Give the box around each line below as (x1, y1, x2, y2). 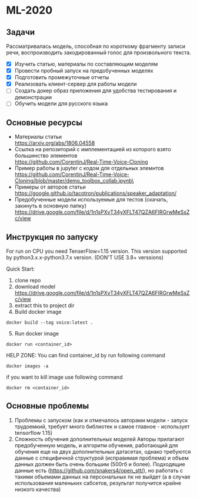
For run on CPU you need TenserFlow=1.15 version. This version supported (6, 248, 187, 255)
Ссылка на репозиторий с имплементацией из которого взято (14, 146, 172, 153)
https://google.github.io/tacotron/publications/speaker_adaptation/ (14, 190, 177, 197)
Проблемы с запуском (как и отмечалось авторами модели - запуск (14, 416, 188, 424)
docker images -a (6, 363, 49, 369)
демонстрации (14, 94, 52, 101)
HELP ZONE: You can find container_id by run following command (6, 352, 166, 359)
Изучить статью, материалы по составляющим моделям (14, 60, 158, 67)
